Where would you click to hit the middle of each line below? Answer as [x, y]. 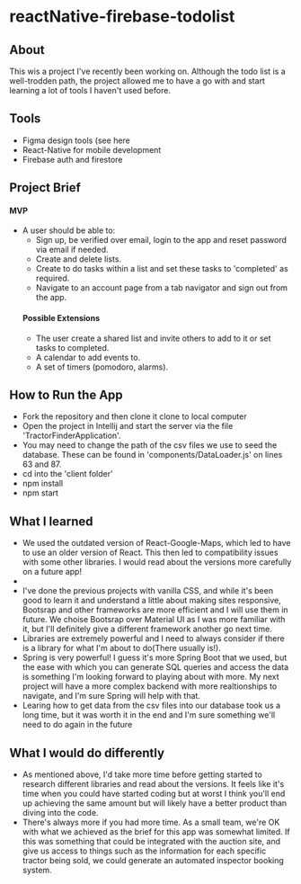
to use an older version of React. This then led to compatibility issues [150, 553]
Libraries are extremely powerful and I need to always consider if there [153, 638]
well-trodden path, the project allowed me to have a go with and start [137, 81]
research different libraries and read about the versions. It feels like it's [153, 784]
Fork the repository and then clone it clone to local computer [134, 416]
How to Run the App [66, 395]
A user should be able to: [69, 230]
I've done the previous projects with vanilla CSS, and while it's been [148, 591]
